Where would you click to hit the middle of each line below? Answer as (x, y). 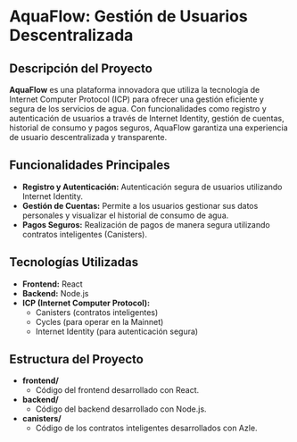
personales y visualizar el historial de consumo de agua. (125, 215)
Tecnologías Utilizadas (74, 262)
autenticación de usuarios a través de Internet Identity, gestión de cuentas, (147, 118)
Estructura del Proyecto (77, 359)
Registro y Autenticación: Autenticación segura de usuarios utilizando (152, 187)
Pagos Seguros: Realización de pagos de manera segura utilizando (146, 224)
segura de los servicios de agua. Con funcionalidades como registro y (138, 108)
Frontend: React (52, 284)
